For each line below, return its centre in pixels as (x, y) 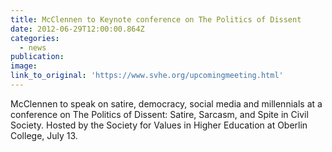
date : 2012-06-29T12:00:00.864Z (77, 29)
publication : (37, 57)
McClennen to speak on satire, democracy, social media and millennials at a (166, 103)
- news (33, 47)
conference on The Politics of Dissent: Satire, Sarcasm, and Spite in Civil (159, 114)
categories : (35, 38)
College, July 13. (44, 135)
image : (24, 66)
